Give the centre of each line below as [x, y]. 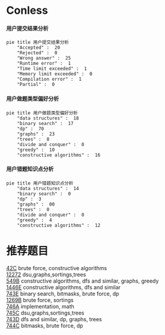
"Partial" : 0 [36, 85]
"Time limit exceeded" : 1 [52, 69]
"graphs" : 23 [36, 134]
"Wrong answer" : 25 [44, 58]
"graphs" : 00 [36, 204]
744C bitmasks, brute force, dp [45, 325]
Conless [27, 11]
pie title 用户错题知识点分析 [40, 183]
